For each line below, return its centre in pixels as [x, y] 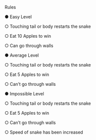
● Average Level [22, 55]
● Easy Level [18, 17]
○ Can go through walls [29, 46]
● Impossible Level [24, 94]
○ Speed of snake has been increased [44, 132]
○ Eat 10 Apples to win [28, 36]
